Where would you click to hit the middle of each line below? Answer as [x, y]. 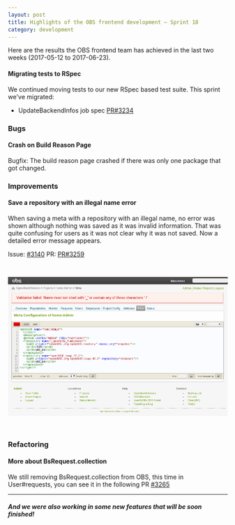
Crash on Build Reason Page [50, 145]
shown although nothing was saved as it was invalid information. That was [115, 225]
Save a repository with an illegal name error [72, 203]
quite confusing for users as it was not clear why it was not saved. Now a [113, 233]
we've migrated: [31, 96]
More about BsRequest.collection [58, 461]
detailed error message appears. [55, 240]
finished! [21, 515]
